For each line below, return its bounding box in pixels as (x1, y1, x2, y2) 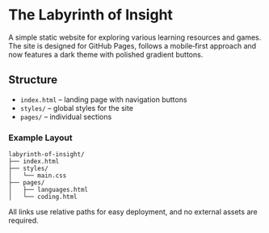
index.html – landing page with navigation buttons (19, 95, 187, 104)
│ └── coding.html (8, 193, 78, 201)
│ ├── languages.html (8, 186, 89, 194)
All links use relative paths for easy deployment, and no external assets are (8, 207, 258, 217)
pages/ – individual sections (19, 112, 112, 121)
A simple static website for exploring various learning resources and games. (8, 32, 262, 42)
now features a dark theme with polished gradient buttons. (8, 49, 204, 59)
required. (8, 216, 39, 226)
